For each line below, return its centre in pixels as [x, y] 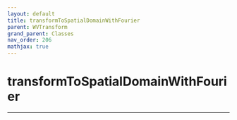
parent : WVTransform [38, 27]
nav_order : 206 [30, 40]
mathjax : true [28, 47]
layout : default [31, 14]
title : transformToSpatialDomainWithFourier [74, 20]
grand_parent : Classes [41, 34]
